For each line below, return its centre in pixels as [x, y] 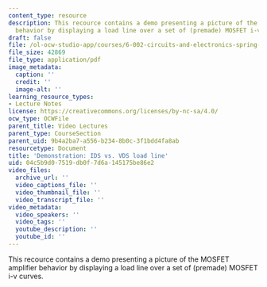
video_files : [30, 170]
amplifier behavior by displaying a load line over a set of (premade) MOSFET [133, 267]
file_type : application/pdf [55, 60]
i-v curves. [26, 276]
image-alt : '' [39, 89]
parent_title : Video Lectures [58, 126]
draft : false [30, 38]
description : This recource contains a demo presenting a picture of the [133, 23]
